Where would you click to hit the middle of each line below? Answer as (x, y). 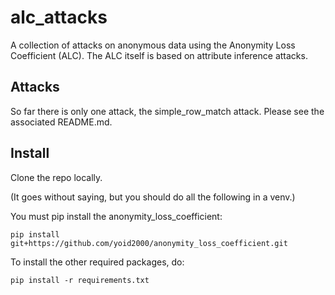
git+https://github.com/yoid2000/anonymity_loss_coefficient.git (149, 243)
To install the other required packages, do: (97, 262)
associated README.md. (61, 122)
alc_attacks (59, 17)
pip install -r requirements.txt (80, 280)
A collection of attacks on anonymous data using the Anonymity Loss (153, 45)
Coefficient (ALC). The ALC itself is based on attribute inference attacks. (159, 55)
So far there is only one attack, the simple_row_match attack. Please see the (167, 111)
